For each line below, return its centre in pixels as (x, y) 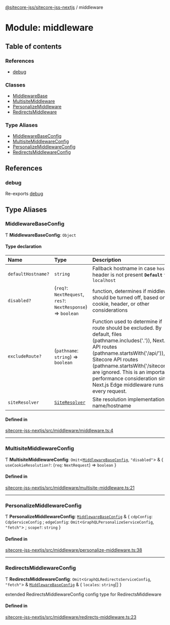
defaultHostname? (29, 274)
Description (107, 260)
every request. (110, 391)
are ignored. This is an (119, 372)
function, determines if (119, 291)
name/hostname (112, 406)
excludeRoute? (25, 357)
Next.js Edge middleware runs (128, 385)
